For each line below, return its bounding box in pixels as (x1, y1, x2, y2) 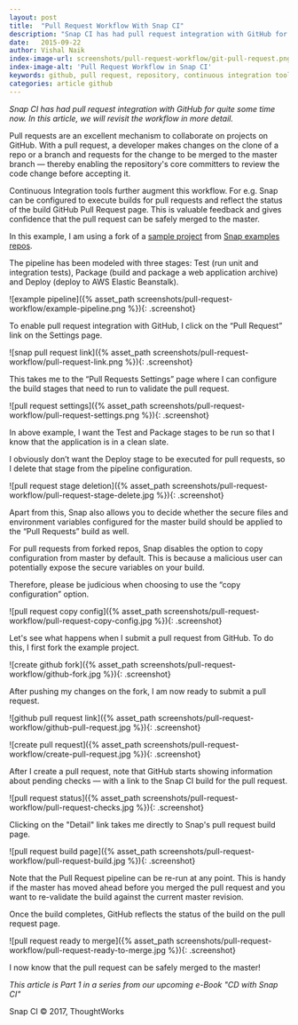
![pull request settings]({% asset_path (9, 400, 148, 411)
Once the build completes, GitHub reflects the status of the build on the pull (9, 909, 286, 919)
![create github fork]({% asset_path (9, 659, 139, 669)
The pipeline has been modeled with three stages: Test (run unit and (9, 257, 259, 268)
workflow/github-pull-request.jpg (9, 722, 131, 733)
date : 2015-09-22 (9, 37, 82, 47)
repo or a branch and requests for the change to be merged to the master (9, 148, 278, 160)
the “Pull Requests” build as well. (9, 525, 129, 536)
